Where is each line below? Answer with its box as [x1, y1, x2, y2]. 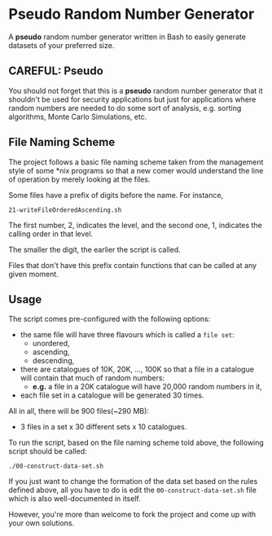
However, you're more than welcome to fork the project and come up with [8, 510, 257, 520]
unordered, [32, 339, 71, 349]
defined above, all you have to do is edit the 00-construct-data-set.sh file [8, 485, 257, 495]
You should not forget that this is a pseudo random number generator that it [8, 86, 263, 95]
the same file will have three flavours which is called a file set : [20, 330, 235, 340]
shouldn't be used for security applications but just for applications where [8, 94, 257, 104]
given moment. [8, 269, 59, 279]
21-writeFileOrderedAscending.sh [8, 205, 122, 214]
